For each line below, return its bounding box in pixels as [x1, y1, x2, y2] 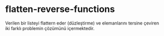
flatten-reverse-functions [5, 3, 115, 15]
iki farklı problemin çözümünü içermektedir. [5, 25, 95, 31]
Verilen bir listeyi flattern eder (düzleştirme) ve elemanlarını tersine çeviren [5, 20, 159, 26]
